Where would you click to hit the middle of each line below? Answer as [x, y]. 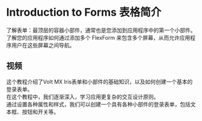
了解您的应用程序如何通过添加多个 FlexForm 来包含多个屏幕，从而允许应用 [98, 37]
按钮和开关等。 [40, 111]
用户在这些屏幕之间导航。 [43, 45]
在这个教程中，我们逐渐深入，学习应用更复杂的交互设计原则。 [83, 96]
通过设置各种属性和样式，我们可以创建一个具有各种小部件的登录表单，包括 [98, 104]
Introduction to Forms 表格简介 [84, 12]
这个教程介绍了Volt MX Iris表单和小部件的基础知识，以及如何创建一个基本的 [99, 81]
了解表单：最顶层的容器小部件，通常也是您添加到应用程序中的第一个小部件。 [101, 30]
